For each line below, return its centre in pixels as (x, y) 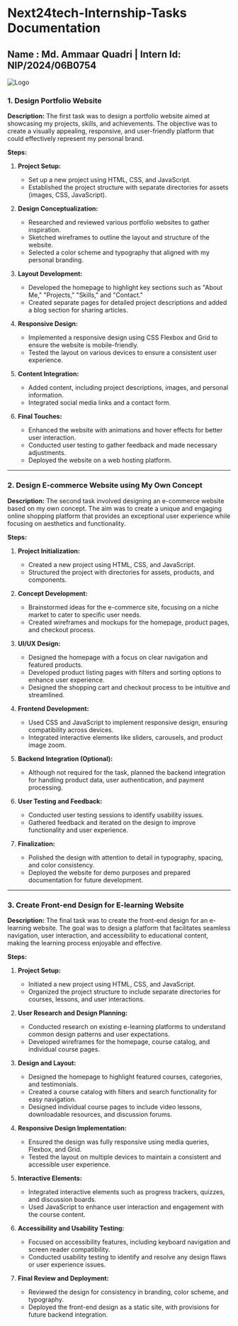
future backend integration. (68, 1314)
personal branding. (56, 260)
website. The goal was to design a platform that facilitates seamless (132, 928)
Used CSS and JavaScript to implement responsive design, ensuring (128, 722)
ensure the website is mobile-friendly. (84, 345)
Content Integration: (48, 374)
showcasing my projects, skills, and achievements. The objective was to (112, 124)
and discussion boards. (62, 1199)
